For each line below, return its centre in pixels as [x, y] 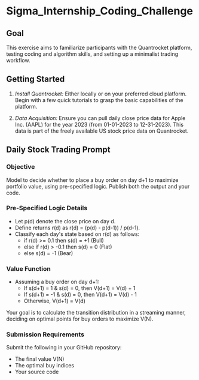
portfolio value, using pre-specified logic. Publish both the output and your [98, 186]
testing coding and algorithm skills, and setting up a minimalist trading [92, 54]
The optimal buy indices [45, 366]
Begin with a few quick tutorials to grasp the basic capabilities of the [99, 100]
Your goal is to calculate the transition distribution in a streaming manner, [96, 313]
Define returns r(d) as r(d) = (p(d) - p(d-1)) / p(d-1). [77, 228]
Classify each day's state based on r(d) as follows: [77, 234]
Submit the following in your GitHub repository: [64, 348]
